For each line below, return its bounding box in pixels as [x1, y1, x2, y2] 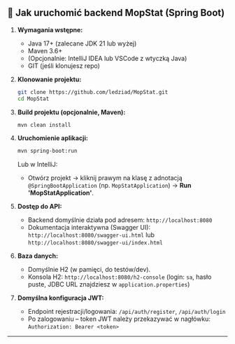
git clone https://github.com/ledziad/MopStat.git [17, 88, 169, 95]
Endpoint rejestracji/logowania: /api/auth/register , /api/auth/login [27, 308, 226, 316]
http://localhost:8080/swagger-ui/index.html [27, 240, 163, 247]
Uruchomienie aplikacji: [17, 134, 89, 142]
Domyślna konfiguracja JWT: [17, 294, 104, 302]
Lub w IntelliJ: [17, 160, 58, 169]
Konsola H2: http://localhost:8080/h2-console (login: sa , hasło [27, 273, 212, 281]
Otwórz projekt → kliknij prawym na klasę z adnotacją [27, 174, 183, 182]
